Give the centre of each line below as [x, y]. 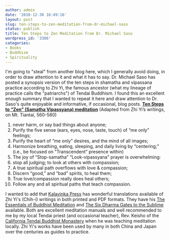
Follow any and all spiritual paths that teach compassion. [72, 184]
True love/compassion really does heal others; [61, 179]
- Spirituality [21, 57]
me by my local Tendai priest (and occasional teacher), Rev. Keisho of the [82, 216]
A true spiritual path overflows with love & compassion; [70, 168]
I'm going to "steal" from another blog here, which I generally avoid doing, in [85, 72]
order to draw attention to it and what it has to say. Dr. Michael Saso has [80, 77]
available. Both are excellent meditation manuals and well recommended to [83, 210]
